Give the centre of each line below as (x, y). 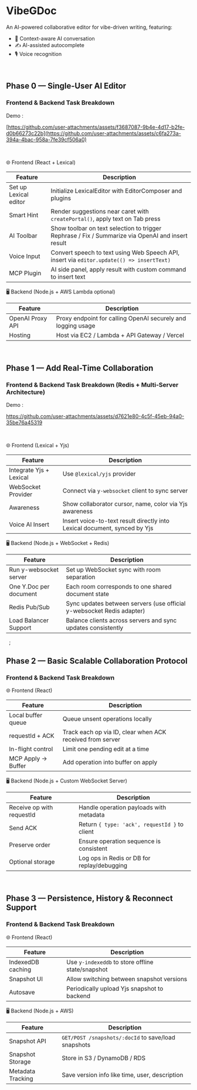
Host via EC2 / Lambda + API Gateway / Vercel (120, 335)
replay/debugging (103, 865)
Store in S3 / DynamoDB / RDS (103, 1058)
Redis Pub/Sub (29, 607)
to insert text (68, 276)
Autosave (22, 992)
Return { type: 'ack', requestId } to (131, 824)
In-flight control (31, 749)
